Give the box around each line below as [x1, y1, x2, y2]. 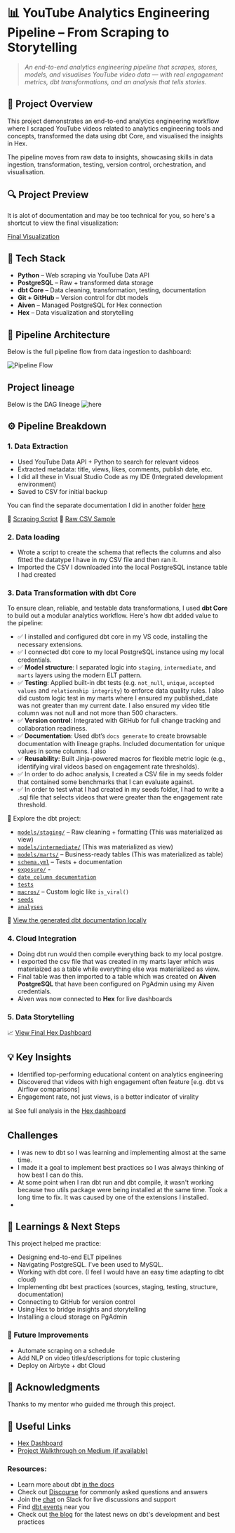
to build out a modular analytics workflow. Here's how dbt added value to [7, 611, 219, 620]
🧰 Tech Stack [7, 252, 66, 264]
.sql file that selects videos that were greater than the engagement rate [17, 793, 223, 802]
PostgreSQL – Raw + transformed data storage [17, 278, 154, 287]
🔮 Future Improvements [7, 1330, 89, 1340]
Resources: [7, 1464, 47, 1474]
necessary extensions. [17, 640, 83, 649]
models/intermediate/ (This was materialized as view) [17, 843, 173, 852]
